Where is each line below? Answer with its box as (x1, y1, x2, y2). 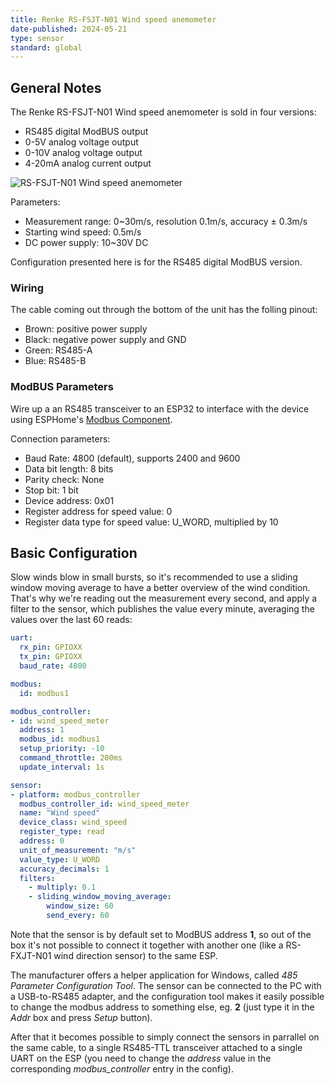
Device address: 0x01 (24, 494, 115, 506)
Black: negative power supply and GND (24, 334, 187, 346)
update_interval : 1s (19, 762, 105, 772)
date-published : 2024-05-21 (10, 24, 128, 34)
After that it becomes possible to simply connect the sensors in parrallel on (10, 1031, 320, 1043)
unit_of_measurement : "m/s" (19, 845, 137, 855)
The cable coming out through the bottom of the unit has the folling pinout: (10, 304, 318, 316)
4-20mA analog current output (24, 157, 152, 170)
